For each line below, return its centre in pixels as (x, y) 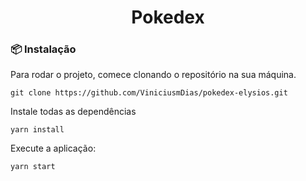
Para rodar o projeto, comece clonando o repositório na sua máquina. (153, 75)
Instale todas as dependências (73, 112)
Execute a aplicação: (53, 148)
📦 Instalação (43, 49)
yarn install (37, 130)
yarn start (33, 167)
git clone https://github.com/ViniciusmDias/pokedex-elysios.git (149, 93)
